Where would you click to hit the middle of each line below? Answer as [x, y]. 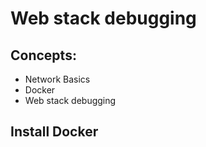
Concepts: [43, 55]
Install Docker [54, 132]
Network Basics [57, 79]
